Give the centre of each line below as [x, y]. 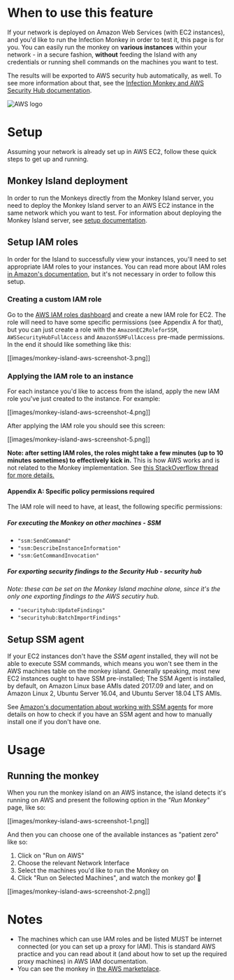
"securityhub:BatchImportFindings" [69, 618]
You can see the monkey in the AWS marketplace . [89, 968]
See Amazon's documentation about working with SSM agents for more [110, 707]
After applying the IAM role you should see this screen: [86, 426]
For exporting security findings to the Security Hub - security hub [105, 571]
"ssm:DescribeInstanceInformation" [69, 548]
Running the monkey [53, 775]
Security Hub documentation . [50, 90]
